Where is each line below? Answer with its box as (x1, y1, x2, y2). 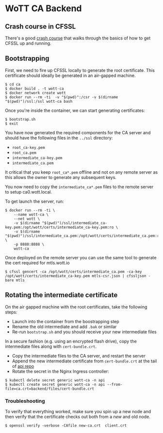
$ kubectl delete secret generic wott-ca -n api (5, 378, 105, 382)
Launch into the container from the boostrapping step (12, 318, 120, 324)
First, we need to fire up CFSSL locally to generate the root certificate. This (5, 67, 155, 73)
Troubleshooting (5, 397, 45, 404)
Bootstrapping (5, 54, 49, 63)
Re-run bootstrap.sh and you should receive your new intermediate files (12, 329, 157, 335)
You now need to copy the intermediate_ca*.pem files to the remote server (5, 183, 154, 190)
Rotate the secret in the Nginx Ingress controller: (12, 368, 109, 374)
